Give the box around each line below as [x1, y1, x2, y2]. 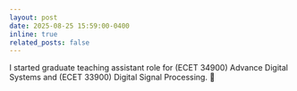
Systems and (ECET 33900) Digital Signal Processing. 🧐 [9, 72, 216, 83]
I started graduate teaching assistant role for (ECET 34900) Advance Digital [9, 62, 289, 73]
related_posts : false [9, 37, 90, 47]
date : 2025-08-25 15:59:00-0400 [9, 21, 130, 30]
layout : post [9, 12, 58, 22]
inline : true [9, 29, 58, 38]
